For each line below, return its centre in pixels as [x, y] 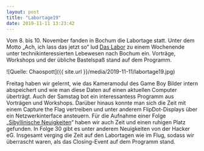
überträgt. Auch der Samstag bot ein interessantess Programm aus [90, 97]
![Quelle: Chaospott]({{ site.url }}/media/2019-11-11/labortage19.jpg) [91, 72]
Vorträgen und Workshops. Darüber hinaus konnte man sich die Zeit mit [96, 103]
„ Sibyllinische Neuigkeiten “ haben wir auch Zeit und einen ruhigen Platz [96, 122]
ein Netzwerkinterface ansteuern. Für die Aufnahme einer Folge [86, 116]
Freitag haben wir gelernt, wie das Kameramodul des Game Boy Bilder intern [102, 83]
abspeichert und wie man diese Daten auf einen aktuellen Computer [92, 90]
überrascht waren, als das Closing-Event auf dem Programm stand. [91, 142]
